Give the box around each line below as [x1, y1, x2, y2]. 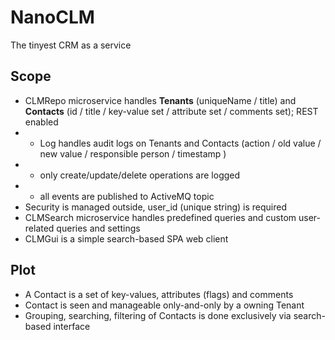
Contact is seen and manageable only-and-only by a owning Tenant [24, 299, 305, 311]
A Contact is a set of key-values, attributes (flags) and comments [24, 288, 294, 300]
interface [53, 320, 91, 332]
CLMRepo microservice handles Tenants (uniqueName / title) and [24, 94, 297, 106]
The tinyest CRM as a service [10, 39, 132, 51]
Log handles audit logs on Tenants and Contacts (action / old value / [39, 137, 322, 149]
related [24, 222, 55, 234]
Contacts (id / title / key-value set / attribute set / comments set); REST [24, 105, 319, 117]
